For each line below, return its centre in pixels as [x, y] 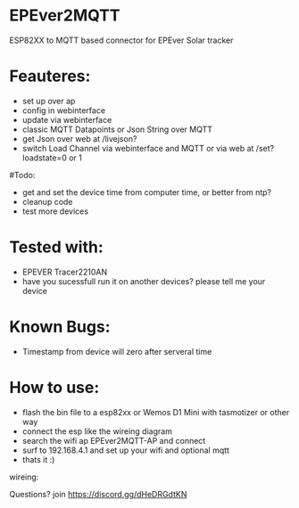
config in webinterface [63, 110]
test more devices [55, 211]
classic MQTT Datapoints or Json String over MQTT [117, 129]
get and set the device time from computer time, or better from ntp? [147, 192]
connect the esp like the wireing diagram [97, 431]
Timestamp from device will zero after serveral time [117, 351]
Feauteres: [50, 76]
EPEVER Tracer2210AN [65, 272]
